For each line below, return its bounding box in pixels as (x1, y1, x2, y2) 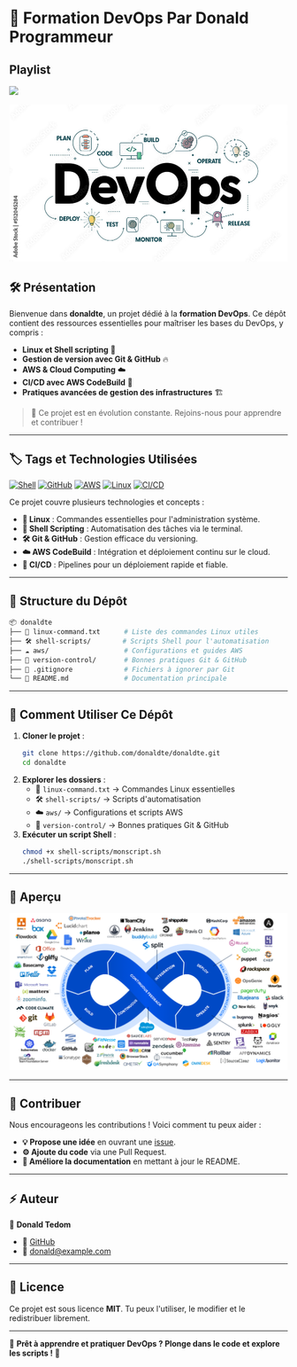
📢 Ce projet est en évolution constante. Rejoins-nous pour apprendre (30, 407, 282, 418)
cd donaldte (21, 758, 66, 767)
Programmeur (9, 27, 113, 47)
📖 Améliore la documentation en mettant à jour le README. (21, 1156, 240, 1167)
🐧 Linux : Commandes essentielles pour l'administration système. (21, 514, 261, 525)
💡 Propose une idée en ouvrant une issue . (21, 1137, 177, 1147)
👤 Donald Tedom (9, 1219, 72, 1230)
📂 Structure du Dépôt (9, 593, 128, 608)
